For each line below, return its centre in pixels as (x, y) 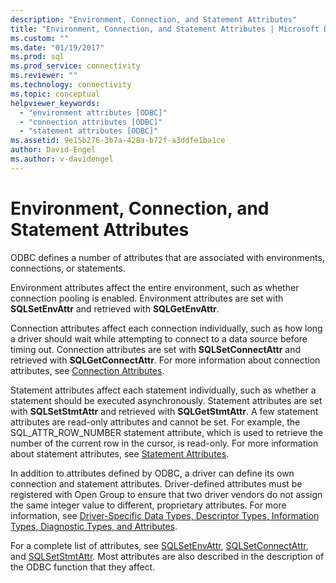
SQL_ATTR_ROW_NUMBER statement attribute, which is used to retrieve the (167, 432)
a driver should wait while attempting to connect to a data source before (159, 338)
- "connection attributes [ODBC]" (91, 122)
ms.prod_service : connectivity (75, 66)
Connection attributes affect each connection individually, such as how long (166, 328)
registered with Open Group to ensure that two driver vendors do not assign (166, 494)
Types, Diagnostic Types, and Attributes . (94, 526)
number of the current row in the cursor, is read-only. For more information (164, 443)
